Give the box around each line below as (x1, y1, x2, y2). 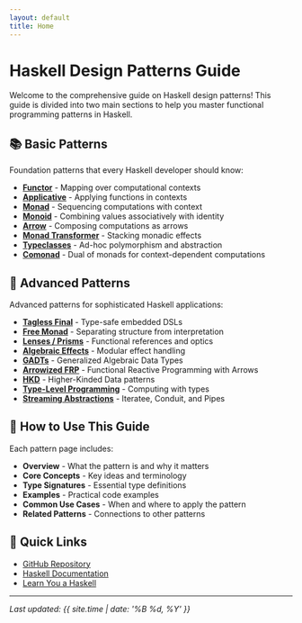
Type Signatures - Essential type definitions (22, 479, 187, 491)
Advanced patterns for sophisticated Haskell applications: (9, 299, 224, 311)
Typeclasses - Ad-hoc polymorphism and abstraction (22, 239, 223, 250)
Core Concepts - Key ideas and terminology (22, 470, 187, 481)
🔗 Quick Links (9, 535, 87, 550)
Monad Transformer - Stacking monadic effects (22, 230, 202, 241)
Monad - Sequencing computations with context (22, 202, 203, 212)
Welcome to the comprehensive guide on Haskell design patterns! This (9, 90, 271, 101)
